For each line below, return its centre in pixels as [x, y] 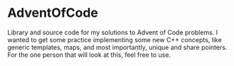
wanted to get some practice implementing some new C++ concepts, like [115, 39]
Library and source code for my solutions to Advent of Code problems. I [113, 32]
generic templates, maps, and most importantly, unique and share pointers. [117, 47]
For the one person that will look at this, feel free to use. [89, 55]
